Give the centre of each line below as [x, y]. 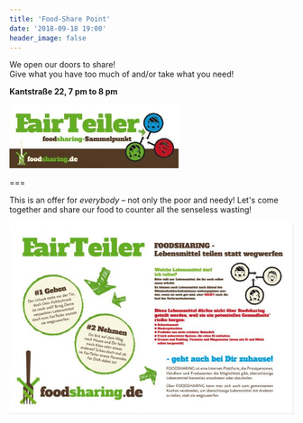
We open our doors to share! [62, 65]
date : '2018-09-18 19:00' [58, 28]
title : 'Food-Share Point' [60, 19]
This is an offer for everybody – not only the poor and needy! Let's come [144, 200]
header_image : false [48, 38]
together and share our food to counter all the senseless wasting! [131, 210]
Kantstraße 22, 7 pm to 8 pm [64, 92]
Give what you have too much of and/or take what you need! [122, 74]
